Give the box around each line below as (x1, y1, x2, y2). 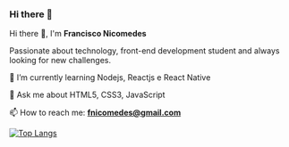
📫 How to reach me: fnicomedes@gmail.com (9, 107, 182, 118)
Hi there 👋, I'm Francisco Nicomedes (9, 29, 147, 39)
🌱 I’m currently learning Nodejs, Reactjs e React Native (9, 72, 211, 83)
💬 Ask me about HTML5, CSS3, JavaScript (9, 89, 166, 101)
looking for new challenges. (9, 55, 112, 66)
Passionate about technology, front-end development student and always (9, 45, 280, 56)
